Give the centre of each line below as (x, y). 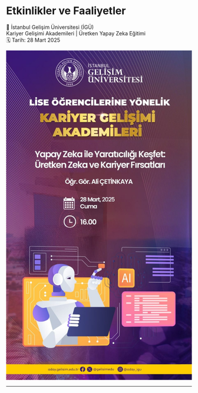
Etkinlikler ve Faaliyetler (66, 11)
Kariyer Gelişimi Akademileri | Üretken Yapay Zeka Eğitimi (76, 33)
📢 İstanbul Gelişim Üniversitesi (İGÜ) (50, 27)
